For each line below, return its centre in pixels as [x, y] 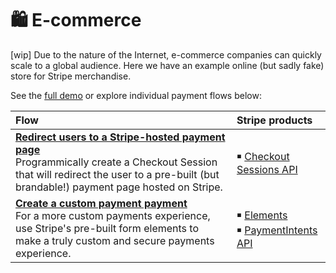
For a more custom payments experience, [113, 215]
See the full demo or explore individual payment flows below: [136, 95]
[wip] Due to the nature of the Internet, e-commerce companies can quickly [166, 54]
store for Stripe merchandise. [71, 76]
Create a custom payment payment [101, 203]
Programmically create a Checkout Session [116, 162]
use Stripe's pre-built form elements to [107, 228]
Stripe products [274, 120]
